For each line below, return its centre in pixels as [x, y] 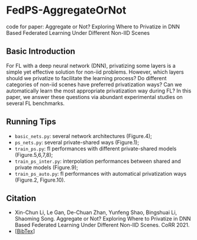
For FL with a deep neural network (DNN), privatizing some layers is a [91, 65]
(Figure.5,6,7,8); [34, 154]
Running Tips [31, 122]
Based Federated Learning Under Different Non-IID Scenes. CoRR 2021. [102, 225]
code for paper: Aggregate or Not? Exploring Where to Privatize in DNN [93, 27]
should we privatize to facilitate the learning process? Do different [86, 78]
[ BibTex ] [25, 231]
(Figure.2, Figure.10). [40, 180]
